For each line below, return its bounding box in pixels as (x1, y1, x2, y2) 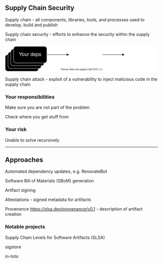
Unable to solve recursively (5, 137, 60, 143)
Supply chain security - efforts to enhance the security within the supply (5, 31, 150, 37)
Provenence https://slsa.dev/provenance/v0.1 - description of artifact (5, 206, 143, 212)
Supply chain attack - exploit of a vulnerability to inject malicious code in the (5, 76, 158, 82)
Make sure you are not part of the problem (5, 104, 90, 111)
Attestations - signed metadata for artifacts (5, 197, 91, 203)
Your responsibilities (5, 93, 55, 100)
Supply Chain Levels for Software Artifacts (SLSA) (5, 234, 105, 240)
